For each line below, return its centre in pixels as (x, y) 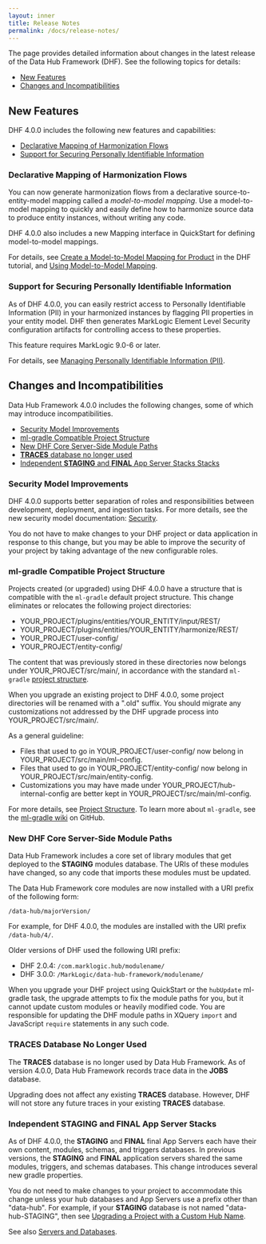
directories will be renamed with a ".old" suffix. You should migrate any (125, 703)
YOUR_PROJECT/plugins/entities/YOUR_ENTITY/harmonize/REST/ (129, 630)
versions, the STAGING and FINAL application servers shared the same (125, 1158)
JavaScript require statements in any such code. (89, 1024)
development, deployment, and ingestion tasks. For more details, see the (128, 510)
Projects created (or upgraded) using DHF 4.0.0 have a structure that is (125, 589)
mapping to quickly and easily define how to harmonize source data (142, 210)
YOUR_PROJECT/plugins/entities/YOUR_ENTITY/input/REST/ (120, 622)
